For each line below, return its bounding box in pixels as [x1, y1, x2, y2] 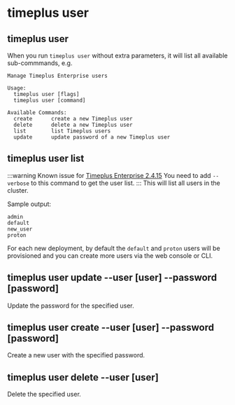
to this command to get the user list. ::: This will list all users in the [31, 179, 220, 187]
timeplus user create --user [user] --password [7, 322, 215, 334]
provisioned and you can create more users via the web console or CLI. [7, 251, 213, 260]
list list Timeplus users [13, 128, 111, 135]
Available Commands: [7, 109, 68, 116]
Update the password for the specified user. [7, 301, 134, 310]
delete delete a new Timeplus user [13, 121, 133, 128]
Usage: [7, 85, 27, 92]
